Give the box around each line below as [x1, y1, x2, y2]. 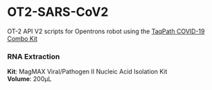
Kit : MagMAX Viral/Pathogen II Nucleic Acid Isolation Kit [7, 67, 168, 76]
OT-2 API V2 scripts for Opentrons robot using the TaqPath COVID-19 [7, 27, 205, 35]
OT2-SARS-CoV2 [7, 4, 109, 20]
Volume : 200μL [7, 75, 52, 83]
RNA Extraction [7, 51, 60, 61]
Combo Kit [7, 34, 38, 42]
